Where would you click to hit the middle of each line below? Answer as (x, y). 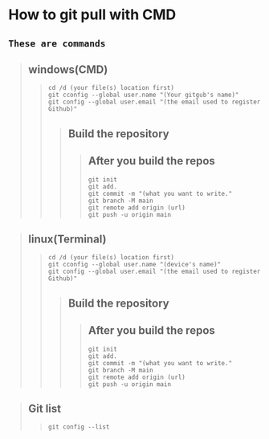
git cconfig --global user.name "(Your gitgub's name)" (143, 95)
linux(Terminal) (67, 239)
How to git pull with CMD (92, 15)
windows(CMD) (68, 69)
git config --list (79, 427)
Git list (45, 409)
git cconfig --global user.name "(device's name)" (134, 265)
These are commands (57, 43)
